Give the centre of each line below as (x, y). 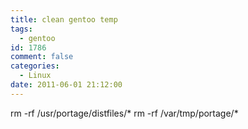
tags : (21, 29)
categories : (35, 66)
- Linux (35, 76)
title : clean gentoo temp (64, 19)
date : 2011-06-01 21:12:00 (66, 85)
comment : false (42, 57)
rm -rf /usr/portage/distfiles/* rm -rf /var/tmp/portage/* (124, 113)
